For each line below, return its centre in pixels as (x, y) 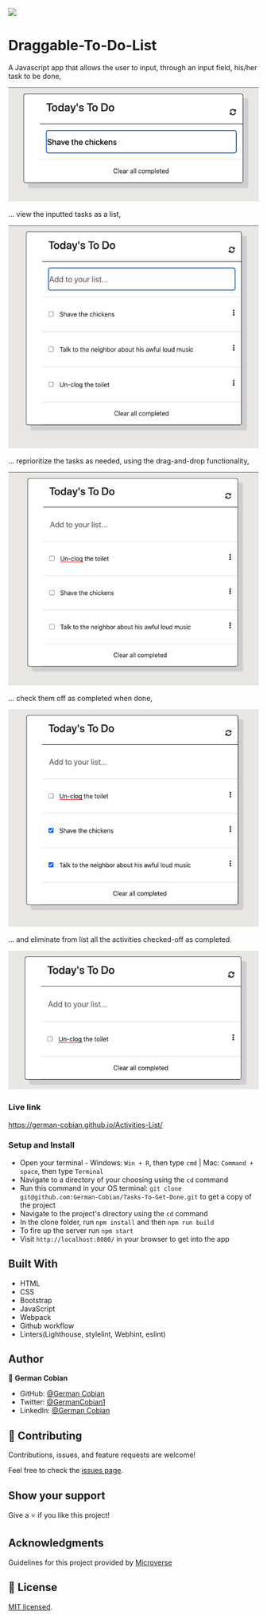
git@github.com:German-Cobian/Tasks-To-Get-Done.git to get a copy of (135, 1196)
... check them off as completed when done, (81, 698)
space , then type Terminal (62, 1171)
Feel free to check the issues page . (66, 1471)
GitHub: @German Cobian (62, 1394)
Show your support (57, 1495)
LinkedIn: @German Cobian (65, 1411)
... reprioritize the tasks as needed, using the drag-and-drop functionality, (129, 461)
